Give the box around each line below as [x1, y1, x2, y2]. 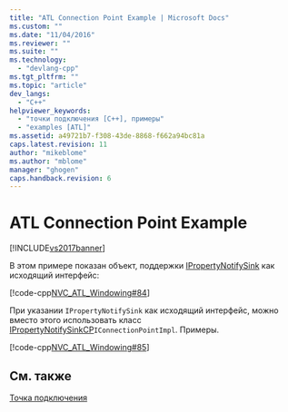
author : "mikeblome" [9, 148, 88, 157]
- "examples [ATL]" [17, 123, 92, 132]
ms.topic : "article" [9, 81, 88, 90]
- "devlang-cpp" [17, 64, 79, 74]
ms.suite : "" [9, 47, 59, 56]
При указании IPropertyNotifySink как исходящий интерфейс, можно [9, 305, 279, 316]
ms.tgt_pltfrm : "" [9, 73, 79, 82]
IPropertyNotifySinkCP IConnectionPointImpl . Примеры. [9, 324, 220, 336]
